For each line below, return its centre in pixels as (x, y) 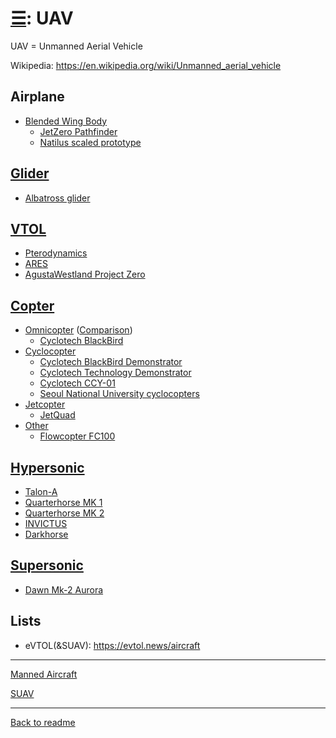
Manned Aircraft (44, 674)
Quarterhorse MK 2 (64, 513)
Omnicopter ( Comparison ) (78, 330)
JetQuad (57, 415)
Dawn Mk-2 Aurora (64, 589)
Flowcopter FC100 (77, 436)
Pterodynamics (56, 253)
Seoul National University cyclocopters (119, 394)
